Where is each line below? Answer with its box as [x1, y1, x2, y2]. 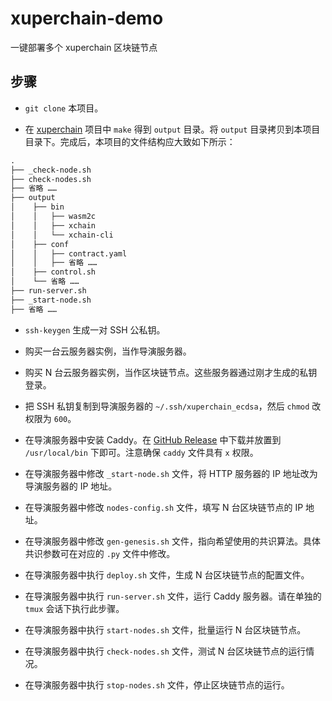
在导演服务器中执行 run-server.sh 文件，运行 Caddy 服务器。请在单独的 [24, 590, 322, 602]
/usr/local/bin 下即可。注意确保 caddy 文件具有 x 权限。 [24, 446, 259, 458]
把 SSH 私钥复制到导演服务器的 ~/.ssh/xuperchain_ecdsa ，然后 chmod [24, 400, 310, 412]
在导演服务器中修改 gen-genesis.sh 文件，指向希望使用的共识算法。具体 [24, 535, 321, 547]
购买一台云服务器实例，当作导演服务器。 [24, 345, 192, 357]
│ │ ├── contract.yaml [10, 248, 128, 259]
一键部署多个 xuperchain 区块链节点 [10, 41, 158, 53]
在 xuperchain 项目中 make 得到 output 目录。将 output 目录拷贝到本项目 [24, 123, 321, 135]
